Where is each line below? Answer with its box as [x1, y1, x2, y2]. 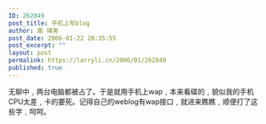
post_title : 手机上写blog [8, 19, 91, 27]
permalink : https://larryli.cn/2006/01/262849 [8, 57, 167, 65]
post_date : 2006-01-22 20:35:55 [8, 34, 116, 42]
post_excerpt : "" [8, 42, 66, 50]
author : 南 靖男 [8, 26, 59, 34]
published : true [8, 64, 62, 72]
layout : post [8, 49, 52, 57]
